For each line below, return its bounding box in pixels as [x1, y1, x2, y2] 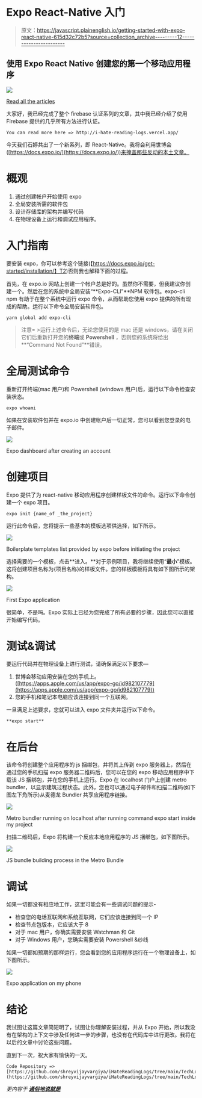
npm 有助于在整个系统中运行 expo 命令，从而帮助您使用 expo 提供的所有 [6, 295, 186, 302]
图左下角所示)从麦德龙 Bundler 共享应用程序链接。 [6, 791, 131, 798]
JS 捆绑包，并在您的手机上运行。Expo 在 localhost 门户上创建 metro [17, 776, 187, 783]
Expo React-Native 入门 [6, 5, 126, 19]
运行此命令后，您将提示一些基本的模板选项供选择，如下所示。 [6, 522, 159, 529]
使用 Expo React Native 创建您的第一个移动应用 [6, 58, 183, 69]
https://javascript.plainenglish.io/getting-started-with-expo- [37, 26, 185, 34]
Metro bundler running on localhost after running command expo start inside [6, 814, 196, 822]
